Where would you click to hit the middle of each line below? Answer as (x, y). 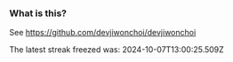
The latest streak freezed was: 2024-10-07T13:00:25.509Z (116, 50)
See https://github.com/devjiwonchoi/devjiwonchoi (103, 33)
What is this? (38, 13)
